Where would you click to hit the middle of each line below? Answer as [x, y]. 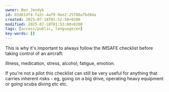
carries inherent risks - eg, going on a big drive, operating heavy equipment [84, 79]
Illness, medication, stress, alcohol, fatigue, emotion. [60, 63]
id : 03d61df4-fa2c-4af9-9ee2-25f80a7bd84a [51, 15]
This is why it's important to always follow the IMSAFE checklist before [79, 48]
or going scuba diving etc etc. [37, 84]
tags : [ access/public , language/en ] [44, 29]
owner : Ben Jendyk [25, 10]
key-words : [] [20, 34]
